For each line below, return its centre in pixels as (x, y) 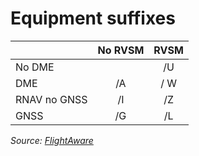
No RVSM (121, 50)
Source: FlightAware (52, 140)
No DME (35, 67)
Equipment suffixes (93, 18)
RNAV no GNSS (51, 99)
